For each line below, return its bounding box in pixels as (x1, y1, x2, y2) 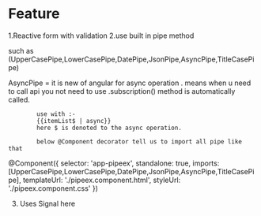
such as (8, 46, 34, 55)
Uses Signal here (19, 199, 76, 208)
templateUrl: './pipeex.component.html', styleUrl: (22, 175, 181, 184)
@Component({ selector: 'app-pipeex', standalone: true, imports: (8, 158, 220, 168)
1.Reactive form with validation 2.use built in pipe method (8, 31, 195, 40)
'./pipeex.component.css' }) (8, 183, 99, 193)
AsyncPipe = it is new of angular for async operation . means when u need (8, 78, 252, 88)
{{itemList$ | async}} (36, 117, 112, 125)
